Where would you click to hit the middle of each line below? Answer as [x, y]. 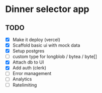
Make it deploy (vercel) [36, 39]
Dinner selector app [47, 9]
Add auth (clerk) [29, 68]
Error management [32, 73]
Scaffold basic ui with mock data [46, 45]
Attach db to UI [28, 62]
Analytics [22, 79]
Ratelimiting [25, 85]
